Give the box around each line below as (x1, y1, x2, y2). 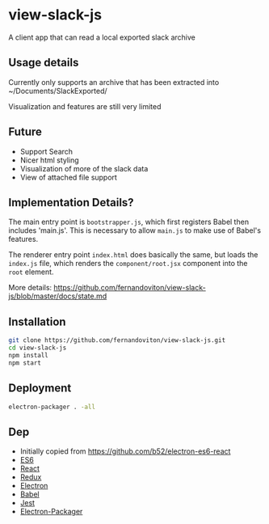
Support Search (19, 146, 74, 156)
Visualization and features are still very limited (8, 101, 162, 111)
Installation (8, 315, 66, 328)
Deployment (8, 382, 72, 395)
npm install (8, 351, 48, 359)
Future (8, 125, 43, 139)
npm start (8, 358, 42, 367)
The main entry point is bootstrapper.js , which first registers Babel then (8, 217, 249, 227)
